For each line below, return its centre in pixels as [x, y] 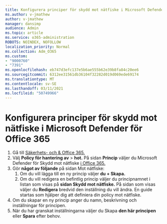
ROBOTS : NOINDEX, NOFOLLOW [33, 42]
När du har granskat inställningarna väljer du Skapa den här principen [84, 211]
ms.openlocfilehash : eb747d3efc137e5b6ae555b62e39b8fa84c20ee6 [72, 70]
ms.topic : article [24, 33]
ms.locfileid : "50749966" [32, 93]
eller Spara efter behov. [37, 216]
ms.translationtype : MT [30, 79]
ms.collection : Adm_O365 [31, 51]
